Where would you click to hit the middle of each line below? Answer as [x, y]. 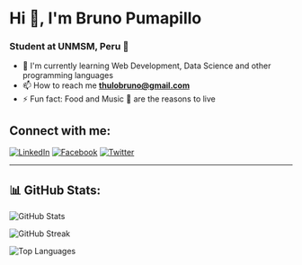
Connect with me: [60, 131]
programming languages [68, 75]
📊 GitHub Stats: [55, 190]
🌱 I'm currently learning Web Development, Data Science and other [147, 66]
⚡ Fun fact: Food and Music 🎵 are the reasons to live [119, 99]
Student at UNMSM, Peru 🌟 [69, 47]
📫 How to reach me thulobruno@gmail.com [106, 85]
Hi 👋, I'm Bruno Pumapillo [106, 18]
